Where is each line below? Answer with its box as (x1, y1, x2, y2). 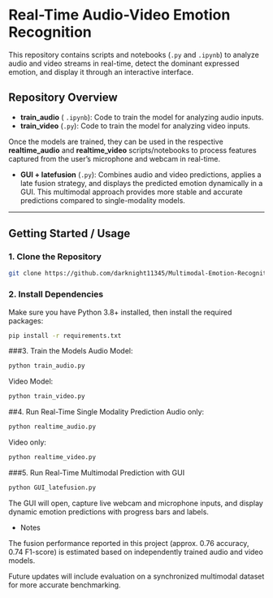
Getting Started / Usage (8, 227, 131, 240)
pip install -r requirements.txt (8, 331, 122, 340)
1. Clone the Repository (8, 251, 102, 262)
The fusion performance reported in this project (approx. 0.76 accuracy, (8, 538, 249, 548)
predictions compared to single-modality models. (19, 195, 185, 205)
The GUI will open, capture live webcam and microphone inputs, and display (8, 498, 264, 508)
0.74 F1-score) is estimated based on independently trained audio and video (8, 547, 264, 557)
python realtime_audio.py (8, 422, 96, 431)
